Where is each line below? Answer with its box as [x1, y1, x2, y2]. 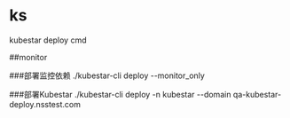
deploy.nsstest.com [9, 98, 82, 109]
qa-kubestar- [232, 89, 282, 99]
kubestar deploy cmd [9, 35, 87, 45]
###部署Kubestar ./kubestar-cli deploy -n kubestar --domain [9, 89, 231, 99]
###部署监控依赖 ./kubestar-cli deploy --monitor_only [9, 70, 206, 81]
